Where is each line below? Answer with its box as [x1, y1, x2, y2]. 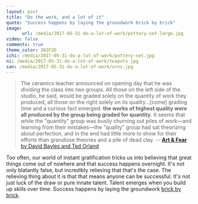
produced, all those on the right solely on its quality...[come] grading [20, 99, 187, 106]
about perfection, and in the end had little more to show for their [20, 130, 177, 137]
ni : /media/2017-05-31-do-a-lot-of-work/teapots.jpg [6, 58, 139, 64]
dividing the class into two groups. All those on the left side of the [20, 86, 181, 93]
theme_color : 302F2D [6, 47, 57, 53]
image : [6, 25, 22, 31]
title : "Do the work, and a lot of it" [6, 14, 105, 20]
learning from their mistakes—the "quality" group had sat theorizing [20, 124, 186, 131]
